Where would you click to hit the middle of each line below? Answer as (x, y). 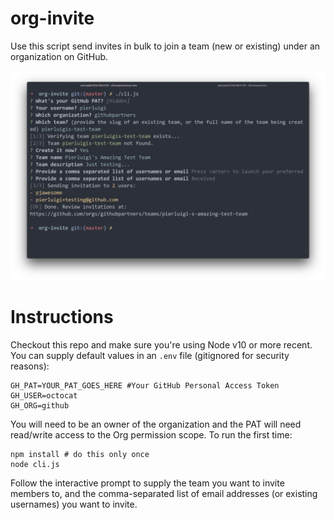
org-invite (52, 18)
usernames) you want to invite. (74, 504)
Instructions (62, 316)
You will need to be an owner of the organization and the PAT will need (156, 424)
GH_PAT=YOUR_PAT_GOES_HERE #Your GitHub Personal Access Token (145, 385)
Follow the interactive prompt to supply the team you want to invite (147, 483)
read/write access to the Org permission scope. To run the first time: (151, 434)
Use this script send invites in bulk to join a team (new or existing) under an (165, 46)
